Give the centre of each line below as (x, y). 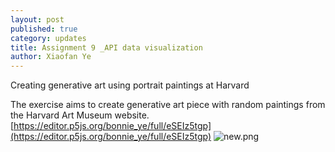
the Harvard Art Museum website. (80, 115)
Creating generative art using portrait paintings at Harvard (130, 85)
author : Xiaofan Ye (51, 57)
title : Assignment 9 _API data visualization (106, 47)
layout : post (37, 19)
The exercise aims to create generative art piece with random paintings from (168, 105)
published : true (44, 29)
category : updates (48, 38)
